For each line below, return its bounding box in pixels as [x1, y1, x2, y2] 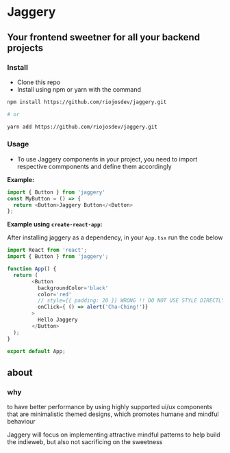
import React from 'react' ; [7, 247, 88, 254]
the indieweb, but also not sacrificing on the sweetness [7, 438, 163, 446]
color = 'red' [37, 291, 72, 298]
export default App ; [7, 348, 66, 354]
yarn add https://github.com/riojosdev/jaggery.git [7, 123, 157, 130]
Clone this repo [16, 78, 60, 86]
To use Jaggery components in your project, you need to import [16, 155, 198, 163]
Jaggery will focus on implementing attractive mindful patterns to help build [7, 430, 220, 439]
